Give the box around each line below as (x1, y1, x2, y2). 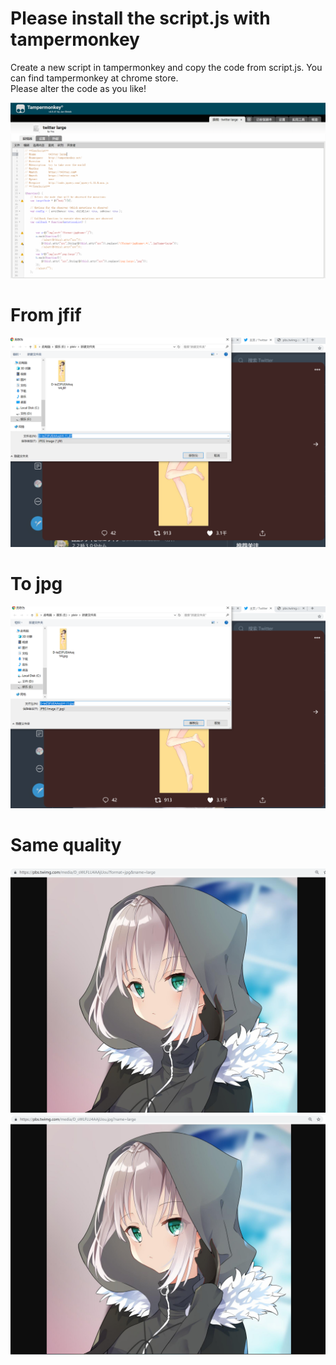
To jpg (10, 572, 63, 595)
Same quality (10, 834, 122, 857)
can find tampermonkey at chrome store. (10, 72, 179, 84)
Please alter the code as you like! (10, 82, 147, 94)
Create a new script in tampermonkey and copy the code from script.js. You (10, 61, 323, 73)
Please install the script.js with (10, 7, 271, 30)
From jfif (10, 304, 82, 327)
